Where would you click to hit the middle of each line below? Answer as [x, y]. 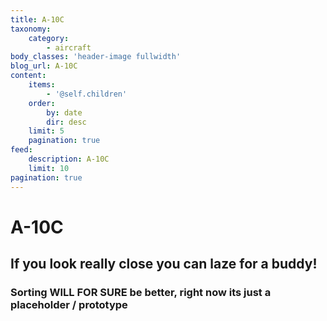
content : [28, 76]
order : [42, 103]
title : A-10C [37, 19]
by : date [64, 112]
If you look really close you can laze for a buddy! [164, 264]
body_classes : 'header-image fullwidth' [96, 57]
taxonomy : [31, 29]
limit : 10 [49, 168]
